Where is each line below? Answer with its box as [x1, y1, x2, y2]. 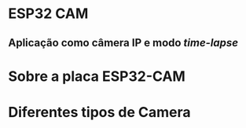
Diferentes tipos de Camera [8, 103, 191, 121]
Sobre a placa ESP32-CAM [8, 68, 186, 85]
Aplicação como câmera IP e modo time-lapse [8, 36, 238, 49]
